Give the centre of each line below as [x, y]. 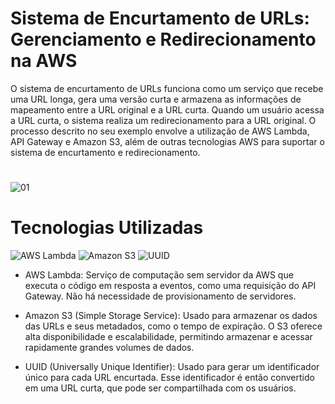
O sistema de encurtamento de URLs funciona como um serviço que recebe [167, 88]
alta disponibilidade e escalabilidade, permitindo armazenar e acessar [168, 337]
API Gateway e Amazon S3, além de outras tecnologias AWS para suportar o [167, 141]
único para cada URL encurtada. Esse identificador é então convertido [169, 378]
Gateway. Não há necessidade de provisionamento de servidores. [160, 296]
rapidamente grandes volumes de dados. [109, 348]
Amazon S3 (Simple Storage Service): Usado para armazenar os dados [171, 316]
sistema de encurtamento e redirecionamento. [105, 152]
